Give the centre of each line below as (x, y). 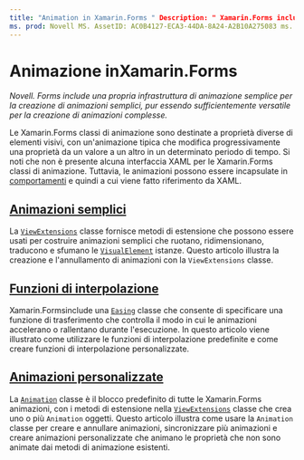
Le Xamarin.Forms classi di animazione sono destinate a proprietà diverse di (152, 133)
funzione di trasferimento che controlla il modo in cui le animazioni (133, 320)
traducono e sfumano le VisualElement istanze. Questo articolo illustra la (144, 251)
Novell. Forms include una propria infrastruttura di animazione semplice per (151, 96)
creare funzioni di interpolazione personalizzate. (100, 349)
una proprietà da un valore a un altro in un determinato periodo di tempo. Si (150, 152)
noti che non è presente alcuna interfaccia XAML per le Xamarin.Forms (141, 162)
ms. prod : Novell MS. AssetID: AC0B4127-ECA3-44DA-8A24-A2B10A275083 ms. (152, 26)
